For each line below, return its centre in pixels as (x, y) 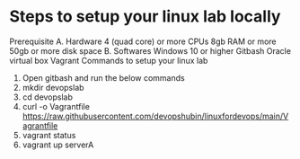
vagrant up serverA (58, 145)
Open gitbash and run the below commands (104, 77)
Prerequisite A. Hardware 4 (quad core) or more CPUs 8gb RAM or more (143, 41)
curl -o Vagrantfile (56, 106)
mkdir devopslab (53, 87)
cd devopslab (48, 97)
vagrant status (49, 135)
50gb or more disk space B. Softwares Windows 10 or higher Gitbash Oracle (150, 50)
